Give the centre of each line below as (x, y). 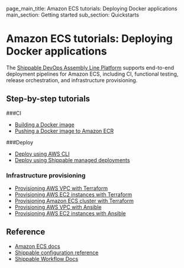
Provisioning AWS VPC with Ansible (58, 207)
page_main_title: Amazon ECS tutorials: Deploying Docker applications (92, 9)
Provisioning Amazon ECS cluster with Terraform (74, 201)
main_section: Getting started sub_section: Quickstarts (72, 15)
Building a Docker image (45, 124)
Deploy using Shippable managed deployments (72, 160)
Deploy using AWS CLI (42, 154)
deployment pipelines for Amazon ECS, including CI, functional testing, (92, 74)
